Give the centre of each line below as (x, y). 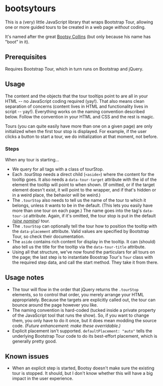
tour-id (20, 216)
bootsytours (30, 9)
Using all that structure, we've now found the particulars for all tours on (83, 252)
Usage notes (25, 278)
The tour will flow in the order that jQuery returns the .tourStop (75, 289)
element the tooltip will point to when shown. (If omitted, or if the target (83, 184)
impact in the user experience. (43, 379)
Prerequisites (26, 57)
